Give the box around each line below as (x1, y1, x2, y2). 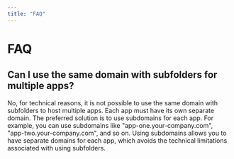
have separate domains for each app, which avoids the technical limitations (7, 136, 228, 145)
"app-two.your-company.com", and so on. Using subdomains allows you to (7, 129, 227, 137)
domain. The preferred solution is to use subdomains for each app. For (7, 114, 214, 122)
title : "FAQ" (7, 10, 46, 18)
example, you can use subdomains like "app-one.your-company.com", (7, 121, 213, 129)
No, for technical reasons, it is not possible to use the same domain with (7, 98, 218, 107)
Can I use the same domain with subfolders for (7, 69, 218, 81)
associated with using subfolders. (7, 143, 106, 152)
